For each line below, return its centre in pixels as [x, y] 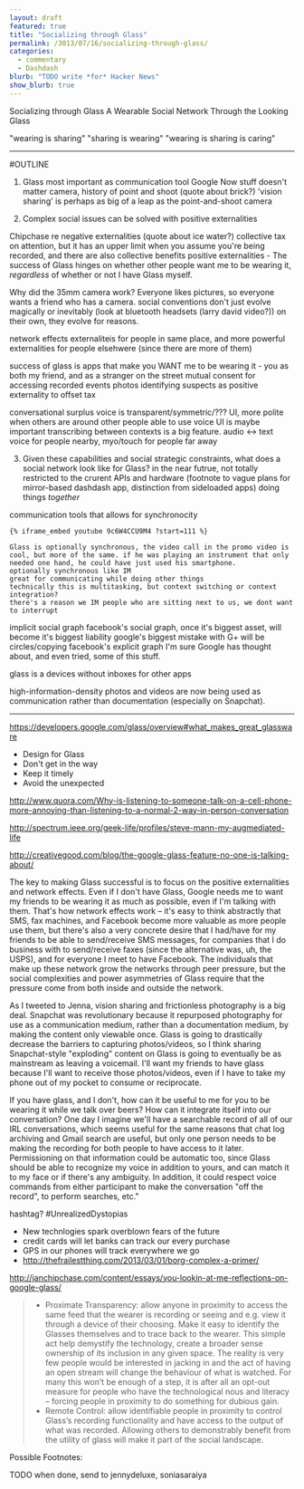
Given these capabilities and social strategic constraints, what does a [152, 458]
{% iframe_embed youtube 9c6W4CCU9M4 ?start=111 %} [109, 531]
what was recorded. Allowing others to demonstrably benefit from [168, 1430]
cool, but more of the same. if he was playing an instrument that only [149, 555]
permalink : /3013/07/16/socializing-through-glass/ [109, 43]
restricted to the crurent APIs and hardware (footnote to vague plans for [157, 477]
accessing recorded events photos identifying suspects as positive [134, 385]
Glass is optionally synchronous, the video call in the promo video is [149, 547]
